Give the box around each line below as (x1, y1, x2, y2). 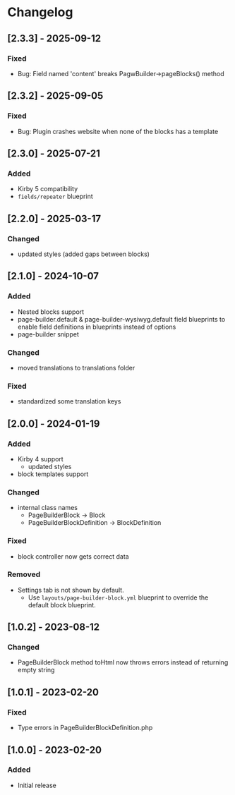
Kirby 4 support (17, 454, 64, 463)
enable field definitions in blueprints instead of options (17, 322, 176, 331)
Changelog (7, 4, 73, 20)
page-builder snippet (17, 329, 80, 339)
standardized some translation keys (17, 397, 121, 406)
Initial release (17, 781, 56, 789)
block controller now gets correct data (17, 552, 129, 561)
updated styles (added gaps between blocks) (17, 250, 150, 258)
